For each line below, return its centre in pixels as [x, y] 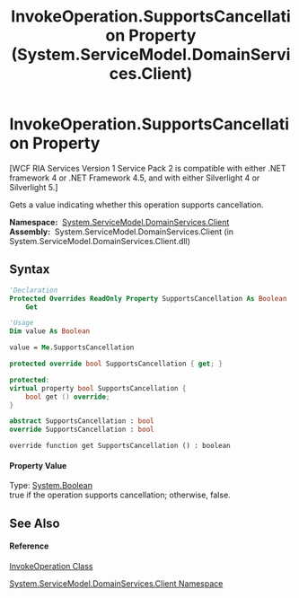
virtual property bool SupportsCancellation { [98, 388]
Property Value [38, 465]
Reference [29, 546]
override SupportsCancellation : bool [82, 430]
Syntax [30, 270]
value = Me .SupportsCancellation [72, 347]
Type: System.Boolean [51, 486]
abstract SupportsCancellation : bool [82, 421]
